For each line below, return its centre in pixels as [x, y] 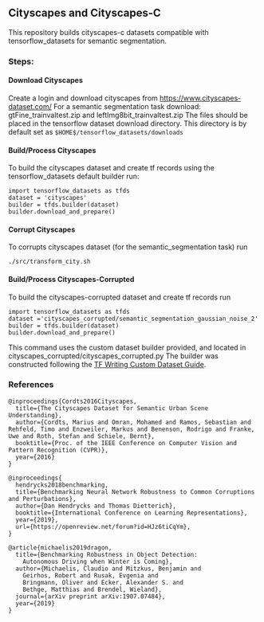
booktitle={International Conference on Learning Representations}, [132, 513]
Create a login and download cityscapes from [83, 98]
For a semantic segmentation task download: [127, 106]
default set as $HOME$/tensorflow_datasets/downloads [96, 131]
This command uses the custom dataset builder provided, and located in [127, 347]
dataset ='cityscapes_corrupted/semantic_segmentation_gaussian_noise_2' [134, 319]
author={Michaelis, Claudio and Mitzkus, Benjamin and [108, 569]
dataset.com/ [30, 106]
